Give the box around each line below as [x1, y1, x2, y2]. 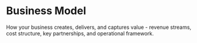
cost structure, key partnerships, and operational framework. [6, 29, 155, 37]
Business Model [6, 4, 87, 18]
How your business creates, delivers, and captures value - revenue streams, [6, 24, 192, 31]
